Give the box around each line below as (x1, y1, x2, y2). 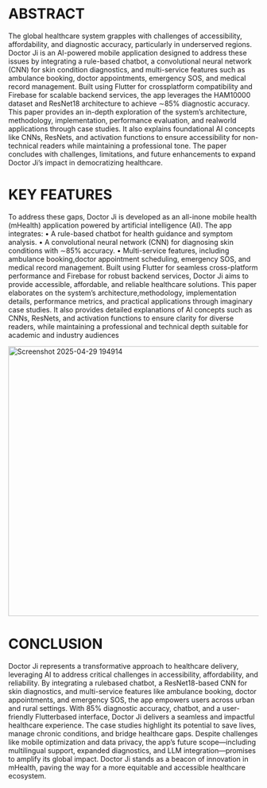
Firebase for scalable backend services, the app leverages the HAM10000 (8, 90, 251, 99)
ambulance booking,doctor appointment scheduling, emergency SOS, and (8, 254, 251, 263)
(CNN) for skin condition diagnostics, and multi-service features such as (8, 64, 246, 74)
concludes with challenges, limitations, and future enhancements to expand (8, 149, 256, 159)
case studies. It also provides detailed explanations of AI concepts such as (8, 305, 253, 314)
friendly (8, 712, 34, 721)
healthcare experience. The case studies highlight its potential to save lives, (8, 720, 257, 730)
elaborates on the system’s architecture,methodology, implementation (8, 288, 237, 297)
